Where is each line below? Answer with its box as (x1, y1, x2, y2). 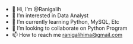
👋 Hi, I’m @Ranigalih (11, 6, 61, 12)
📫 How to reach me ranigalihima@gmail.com (11, 32, 123, 38)
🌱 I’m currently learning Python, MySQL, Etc (11, 18, 120, 25)
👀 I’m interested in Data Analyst (11, 12, 89, 19)
